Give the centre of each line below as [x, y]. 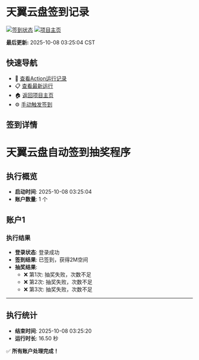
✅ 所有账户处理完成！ [33, 350]
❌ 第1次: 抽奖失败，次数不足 [57, 274]
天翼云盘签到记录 [48, 12]
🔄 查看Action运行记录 [41, 78]
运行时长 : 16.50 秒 [36, 338]
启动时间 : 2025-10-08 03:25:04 [53, 192]
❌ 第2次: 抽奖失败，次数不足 [58, 282]
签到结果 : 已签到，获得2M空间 [51, 260]
